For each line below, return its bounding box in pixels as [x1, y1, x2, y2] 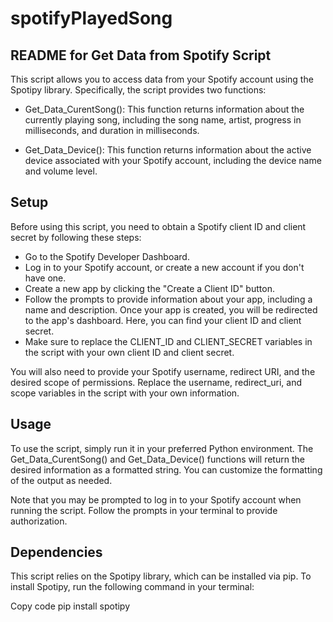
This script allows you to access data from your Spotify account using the [10, 73, 314, 85]
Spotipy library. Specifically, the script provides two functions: [10, 84, 267, 96]
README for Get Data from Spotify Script [10, 47, 272, 64]
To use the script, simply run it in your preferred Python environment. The [10, 442, 314, 454]
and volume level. [24, 165, 98, 177]
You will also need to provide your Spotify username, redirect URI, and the [10, 365, 316, 377]
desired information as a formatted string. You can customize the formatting [10, 463, 323, 476]
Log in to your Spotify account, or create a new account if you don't [24, 261, 305, 273]
